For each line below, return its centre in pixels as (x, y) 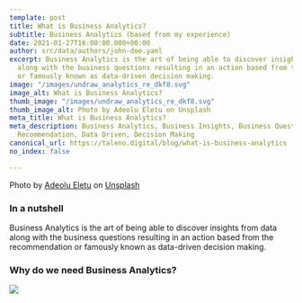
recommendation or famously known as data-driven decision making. (138, 246)
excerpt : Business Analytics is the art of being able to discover (138, 59)
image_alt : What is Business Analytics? (86, 93)
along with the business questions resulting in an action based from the (142, 237)
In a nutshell (37, 208)
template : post (38, 18)
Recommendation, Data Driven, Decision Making (106, 135)
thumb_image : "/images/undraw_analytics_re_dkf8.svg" (112, 101)
